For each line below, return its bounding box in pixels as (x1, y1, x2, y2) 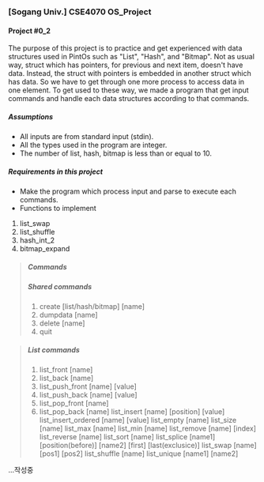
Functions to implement (19, 204, 96, 213)
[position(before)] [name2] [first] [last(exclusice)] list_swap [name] (39, 441, 257, 450)
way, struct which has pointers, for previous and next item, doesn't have (8, 60, 243, 70)
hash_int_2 (19, 235, 55, 245)
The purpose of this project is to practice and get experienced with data (8, 43, 243, 53)
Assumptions (8, 111, 54, 121)
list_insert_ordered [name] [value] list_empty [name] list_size (39, 416, 237, 425)
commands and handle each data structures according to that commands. (8, 94, 250, 104)
